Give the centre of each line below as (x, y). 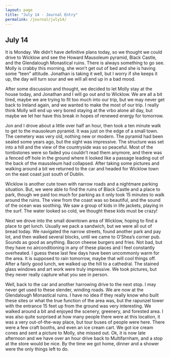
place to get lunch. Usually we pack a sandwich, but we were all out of (79, 226)
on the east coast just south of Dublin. (45, 174)
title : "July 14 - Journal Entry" (42, 15)
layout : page (19, 10)
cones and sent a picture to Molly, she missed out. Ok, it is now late (75, 333)
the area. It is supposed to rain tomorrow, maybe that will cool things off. (80, 259)
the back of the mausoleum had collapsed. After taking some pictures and (82, 163)
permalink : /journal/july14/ (36, 19)
